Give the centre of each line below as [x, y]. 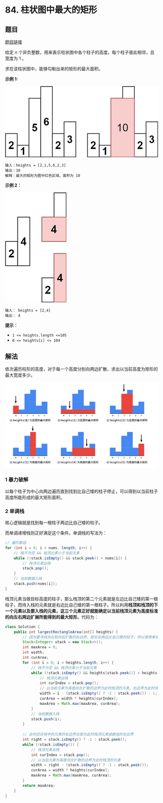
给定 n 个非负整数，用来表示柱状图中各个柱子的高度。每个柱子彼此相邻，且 [80, 52]
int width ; [33, 652]
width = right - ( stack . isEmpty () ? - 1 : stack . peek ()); [90, 765]
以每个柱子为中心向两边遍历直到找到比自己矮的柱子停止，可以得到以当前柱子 [81, 491]
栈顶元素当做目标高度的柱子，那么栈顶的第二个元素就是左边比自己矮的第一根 [81, 598]
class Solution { [23, 627]
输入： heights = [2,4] [28, 310]
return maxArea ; [39, 786]
